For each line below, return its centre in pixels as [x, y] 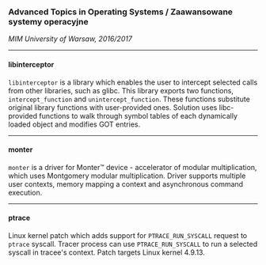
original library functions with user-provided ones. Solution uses [113, 107]
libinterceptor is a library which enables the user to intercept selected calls [133, 82]
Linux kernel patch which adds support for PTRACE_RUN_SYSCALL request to [128, 235]
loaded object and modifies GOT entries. [74, 124]
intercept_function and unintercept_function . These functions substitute [129, 99]
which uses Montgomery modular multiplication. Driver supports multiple [127, 176]
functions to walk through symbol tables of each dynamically [139, 115]
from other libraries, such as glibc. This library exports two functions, [121, 90]
